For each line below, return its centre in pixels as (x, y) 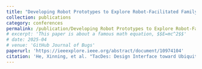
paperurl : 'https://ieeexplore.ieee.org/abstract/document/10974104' (95, 51)
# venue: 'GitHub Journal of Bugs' (51, 46)
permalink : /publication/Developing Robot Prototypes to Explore (90, 28)
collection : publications (38, 17)
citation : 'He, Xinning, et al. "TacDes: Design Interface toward (91, 56)
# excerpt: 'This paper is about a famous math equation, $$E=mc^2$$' (96, 34)
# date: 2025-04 (26, 40)
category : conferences (35, 23)
